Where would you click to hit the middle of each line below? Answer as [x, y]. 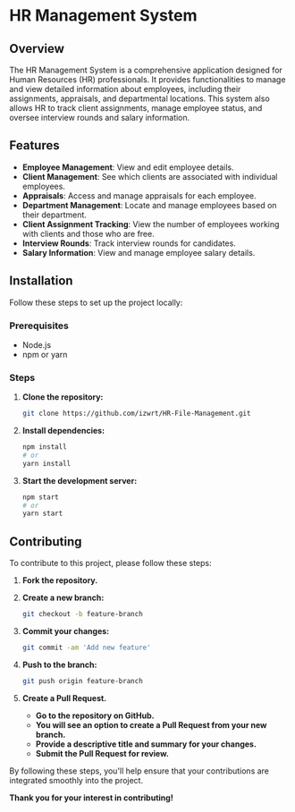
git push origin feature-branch [82, 681]
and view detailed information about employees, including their [125, 89]
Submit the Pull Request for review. [102, 753]
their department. [55, 215]
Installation [41, 281]
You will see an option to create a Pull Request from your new [151, 724]
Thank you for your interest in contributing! [92, 798]
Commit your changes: [66, 631]
